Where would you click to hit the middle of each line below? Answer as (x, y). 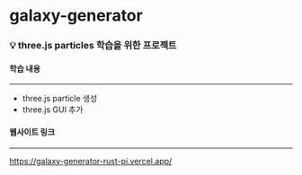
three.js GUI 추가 (53, 109)
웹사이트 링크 (32, 132)
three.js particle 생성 (60, 99)
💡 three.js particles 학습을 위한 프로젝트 (93, 46)
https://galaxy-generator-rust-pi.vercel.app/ (91, 161)
